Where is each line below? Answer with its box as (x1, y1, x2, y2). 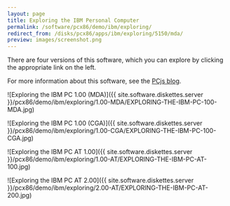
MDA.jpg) (7, 105, 35, 114)
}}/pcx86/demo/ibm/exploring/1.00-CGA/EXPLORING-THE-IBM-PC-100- (7, 127, 217, 135)
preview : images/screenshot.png (7, 37, 102, 44)
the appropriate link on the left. (7, 63, 97, 72)
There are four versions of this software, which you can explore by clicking (7, 56, 224, 64)
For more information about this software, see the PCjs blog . (7, 77, 182, 85)
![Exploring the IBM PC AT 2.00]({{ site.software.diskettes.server (7, 176, 194, 185)
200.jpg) (7, 191, 32, 200)
